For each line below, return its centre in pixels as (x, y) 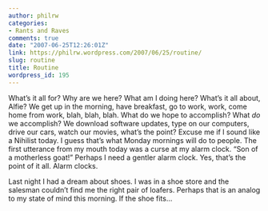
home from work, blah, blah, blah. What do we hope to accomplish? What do (134, 115)
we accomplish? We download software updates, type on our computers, (129, 123)
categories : (28, 23)
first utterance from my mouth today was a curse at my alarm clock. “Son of (133, 149)
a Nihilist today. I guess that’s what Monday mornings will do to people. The (133, 140)
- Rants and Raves (39, 30)
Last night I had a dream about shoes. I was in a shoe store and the (119, 181)
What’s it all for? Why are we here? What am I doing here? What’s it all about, (134, 98)
